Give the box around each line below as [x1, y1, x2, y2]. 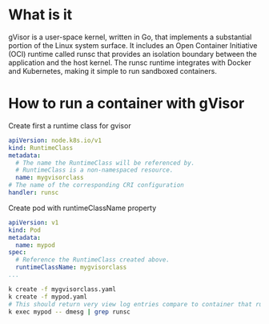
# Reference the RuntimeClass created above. [15, 256, 171, 264]
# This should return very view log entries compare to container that [8, 300, 252, 308]
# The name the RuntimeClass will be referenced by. [15, 159, 195, 167]
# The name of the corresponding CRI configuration [8, 181, 184, 189]
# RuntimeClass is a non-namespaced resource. [15, 166, 174, 174]
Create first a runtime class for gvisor [8, 120, 131, 130]
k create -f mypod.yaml [8, 293, 88, 301]
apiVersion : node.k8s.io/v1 [8, 136, 102, 144]
